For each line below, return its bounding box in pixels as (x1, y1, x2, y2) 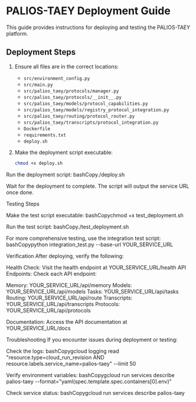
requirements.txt (23, 132, 67, 138)
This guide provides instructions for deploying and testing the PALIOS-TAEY (6, 24, 191, 31)
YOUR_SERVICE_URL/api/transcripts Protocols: (6, 300, 120, 307)
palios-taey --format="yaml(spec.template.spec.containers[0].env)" (6, 378, 172, 385)
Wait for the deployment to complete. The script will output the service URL (6, 182, 190, 189)
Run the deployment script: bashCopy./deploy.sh (6, 171, 125, 178)
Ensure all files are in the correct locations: (14, 63, 119, 70)
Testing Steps (6, 200, 40, 207)
